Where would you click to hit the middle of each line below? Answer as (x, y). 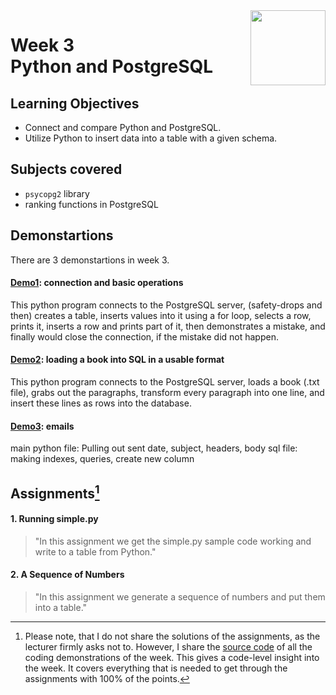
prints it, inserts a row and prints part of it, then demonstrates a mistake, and (168, 326)
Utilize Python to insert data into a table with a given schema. (151, 138)
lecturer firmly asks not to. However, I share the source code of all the (168, 647)
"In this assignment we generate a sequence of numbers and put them (180, 597)
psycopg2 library (57, 193)
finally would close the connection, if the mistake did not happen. (144, 336)
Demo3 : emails (42, 426)
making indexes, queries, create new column (102, 459)
